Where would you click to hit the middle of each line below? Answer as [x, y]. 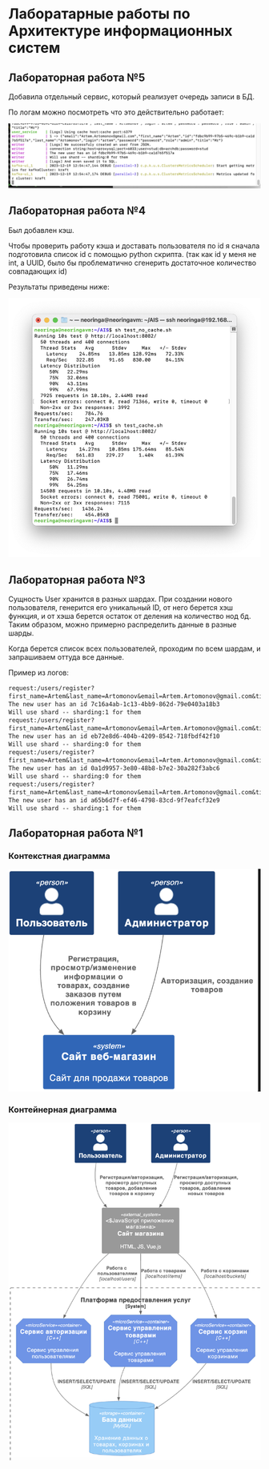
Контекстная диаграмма [59, 856]
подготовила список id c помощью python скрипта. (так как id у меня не [132, 254]
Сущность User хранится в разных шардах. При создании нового [120, 599]
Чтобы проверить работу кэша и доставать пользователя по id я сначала [134, 246]
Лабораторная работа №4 [77, 211]
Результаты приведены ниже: [59, 287]
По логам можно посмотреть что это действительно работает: [116, 112]
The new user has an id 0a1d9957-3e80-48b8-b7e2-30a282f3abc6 [114, 769]
